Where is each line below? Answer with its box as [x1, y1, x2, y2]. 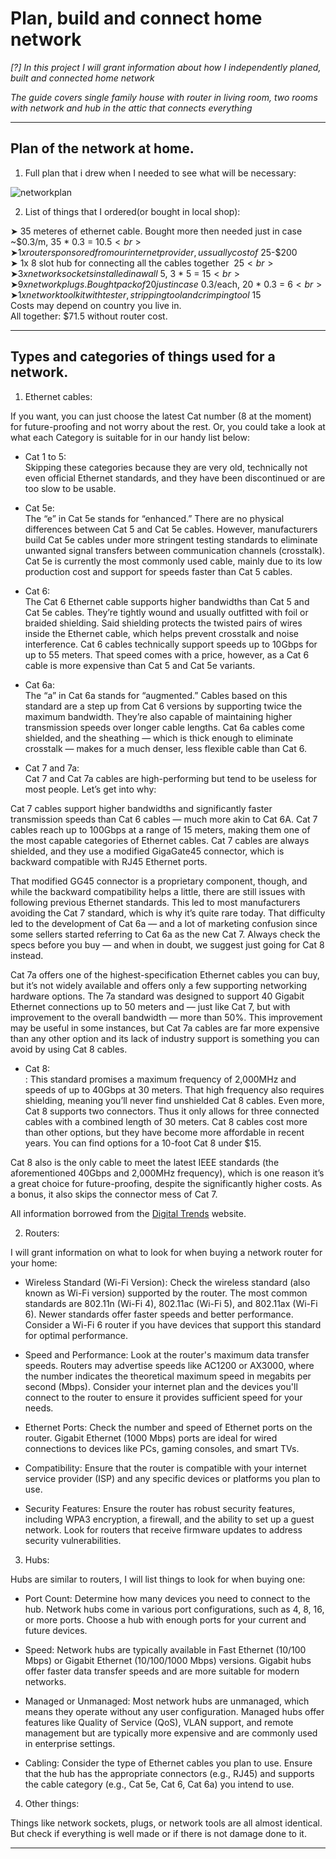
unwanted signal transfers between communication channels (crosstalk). [24, 544, 325, 556]
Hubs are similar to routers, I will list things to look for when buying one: [10, 1573, 306, 1585]
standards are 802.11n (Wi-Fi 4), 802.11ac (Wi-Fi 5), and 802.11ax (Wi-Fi [24, 1297, 318, 1309]
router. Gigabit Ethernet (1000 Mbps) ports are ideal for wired [24, 1432, 278, 1444]
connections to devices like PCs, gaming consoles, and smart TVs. [24, 1442, 300, 1454]
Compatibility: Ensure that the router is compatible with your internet [24, 1462, 307, 1474]
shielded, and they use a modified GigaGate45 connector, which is [10, 845, 285, 857]
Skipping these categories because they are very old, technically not [24, 461, 308, 473]
